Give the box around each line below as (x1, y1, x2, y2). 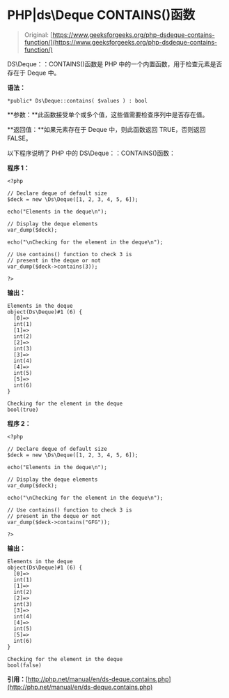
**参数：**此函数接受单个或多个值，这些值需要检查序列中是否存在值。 (7, 110, 209, 119)
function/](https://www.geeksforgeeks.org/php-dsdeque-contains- (24, 38, 218, 46)
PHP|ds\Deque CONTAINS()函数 (7, 7, 196, 23)
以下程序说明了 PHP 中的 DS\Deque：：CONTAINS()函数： (7, 149, 175, 157)
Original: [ (24, 30, 53, 39)
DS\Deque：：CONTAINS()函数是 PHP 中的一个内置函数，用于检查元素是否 (7, 59, 223, 68)
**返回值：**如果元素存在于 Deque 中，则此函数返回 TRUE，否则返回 (7, 125, 207, 133)
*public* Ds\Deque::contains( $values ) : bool (7, 97, 148, 104)
